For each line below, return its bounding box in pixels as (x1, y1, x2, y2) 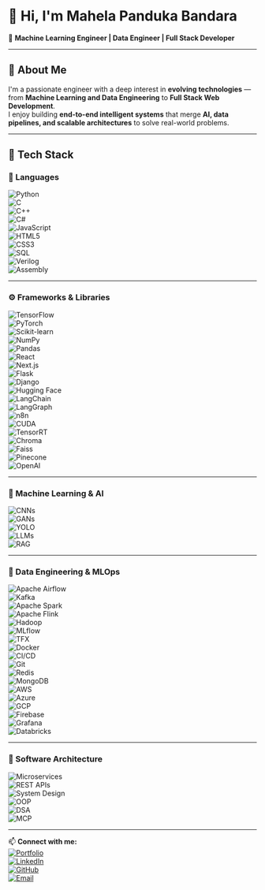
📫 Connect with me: (8, 836, 77, 846)
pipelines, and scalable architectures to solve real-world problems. (8, 117, 230, 127)
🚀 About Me (8, 63, 67, 77)
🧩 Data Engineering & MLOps (8, 566, 121, 577)
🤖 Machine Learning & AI (8, 488, 104, 499)
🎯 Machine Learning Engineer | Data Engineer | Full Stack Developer (8, 33, 235, 43)
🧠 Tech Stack (8, 148, 74, 162)
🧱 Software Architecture (8, 754, 103, 765)
